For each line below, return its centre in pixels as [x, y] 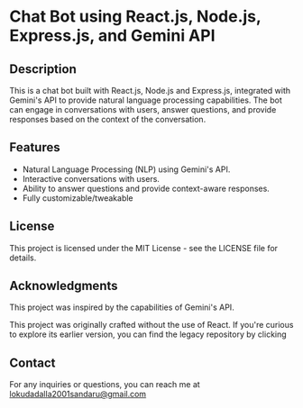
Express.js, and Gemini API [112, 36]
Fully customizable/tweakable [78, 198]
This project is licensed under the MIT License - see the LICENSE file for [143, 248]
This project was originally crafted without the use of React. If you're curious [151, 325]
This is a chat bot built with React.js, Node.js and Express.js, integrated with [150, 91]
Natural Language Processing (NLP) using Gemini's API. [126, 169]
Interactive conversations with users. [91, 178]
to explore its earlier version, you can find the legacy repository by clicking [148, 334]
